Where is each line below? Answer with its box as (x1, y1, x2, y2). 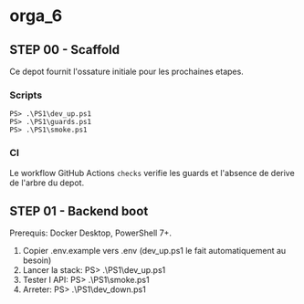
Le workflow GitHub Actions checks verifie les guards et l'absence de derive (9, 167, 295, 178)
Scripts (9, 89, 43, 101)
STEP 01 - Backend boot (9, 203, 149, 219)
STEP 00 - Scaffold (9, 42, 121, 58)
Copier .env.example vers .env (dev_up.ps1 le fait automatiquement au (22, 246, 287, 257)
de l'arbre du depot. (9, 177, 85, 188)
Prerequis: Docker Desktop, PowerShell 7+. (9, 227, 172, 238)
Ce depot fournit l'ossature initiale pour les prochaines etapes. (9, 66, 244, 77)
